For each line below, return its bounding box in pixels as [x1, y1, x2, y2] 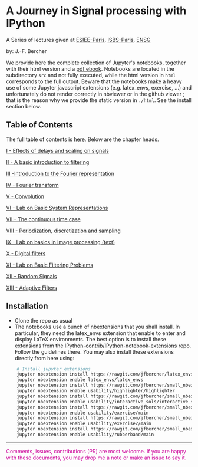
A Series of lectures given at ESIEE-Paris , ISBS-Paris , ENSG [6, 36, 151, 43]
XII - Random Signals [6, 272, 57, 279]
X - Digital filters [6, 249, 46, 257]
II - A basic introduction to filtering [6, 158, 90, 166]
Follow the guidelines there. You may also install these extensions [14, 348, 174, 355]
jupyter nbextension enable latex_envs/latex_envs [16, 377, 144, 383]
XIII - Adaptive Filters [6, 284, 57, 291]
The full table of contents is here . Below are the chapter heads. [6, 136, 159, 143]
